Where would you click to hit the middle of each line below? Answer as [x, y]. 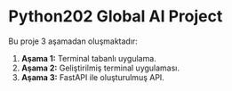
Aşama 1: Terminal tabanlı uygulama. [88, 58]
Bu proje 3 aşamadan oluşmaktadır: [73, 41]
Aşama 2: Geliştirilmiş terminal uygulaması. [100, 68]
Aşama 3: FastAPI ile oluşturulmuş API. [93, 77]
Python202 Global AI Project [116, 17]
